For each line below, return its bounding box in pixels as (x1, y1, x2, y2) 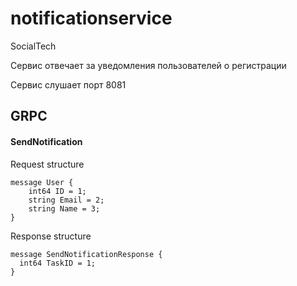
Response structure (10, 230, 92, 242)
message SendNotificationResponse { (10, 249, 163, 259)
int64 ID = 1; (28, 186, 87, 196)
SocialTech (10, 40, 57, 52)
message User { (10, 177, 74, 187)
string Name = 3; (28, 203, 101, 214)
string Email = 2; (28, 195, 105, 205)
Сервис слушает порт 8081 (10, 78, 127, 91)
